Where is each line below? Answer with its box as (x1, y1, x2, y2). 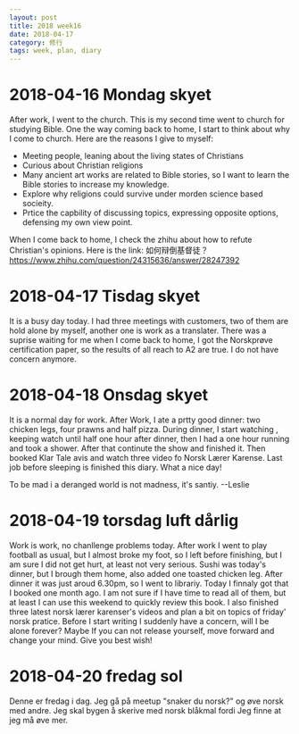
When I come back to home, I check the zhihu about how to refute (9, 234, 253, 246)
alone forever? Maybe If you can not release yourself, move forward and (9, 625, 275, 636)
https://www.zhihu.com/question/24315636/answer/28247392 (9, 255, 240, 266)
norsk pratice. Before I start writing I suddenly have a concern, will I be (9, 615, 270, 626)
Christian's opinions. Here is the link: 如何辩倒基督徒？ (9, 245, 209, 255)
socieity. (21, 198, 54, 209)
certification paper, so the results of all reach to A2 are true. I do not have (9, 345, 279, 354)
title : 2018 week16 (9, 21, 82, 30)
